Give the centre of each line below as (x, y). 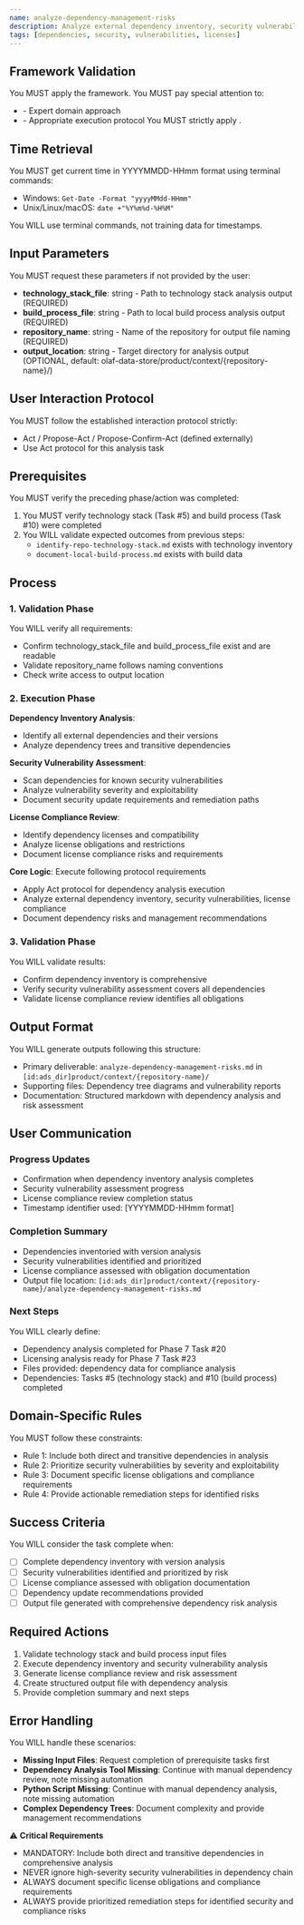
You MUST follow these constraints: (76, 1438)
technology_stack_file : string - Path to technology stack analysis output (157, 293)
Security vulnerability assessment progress (103, 1188)
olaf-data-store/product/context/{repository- (185, 360)
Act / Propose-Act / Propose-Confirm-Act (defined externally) (138, 438)
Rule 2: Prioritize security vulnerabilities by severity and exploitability (151, 1465)
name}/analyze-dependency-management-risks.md (112, 1289)
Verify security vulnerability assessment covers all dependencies (144, 989)
